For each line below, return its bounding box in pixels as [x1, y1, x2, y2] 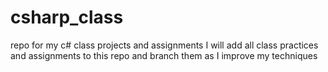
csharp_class [10, 6, 124, 29]
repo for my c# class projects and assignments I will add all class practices [10, 39, 319, 51]
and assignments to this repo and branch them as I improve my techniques [10, 49, 318, 61]
